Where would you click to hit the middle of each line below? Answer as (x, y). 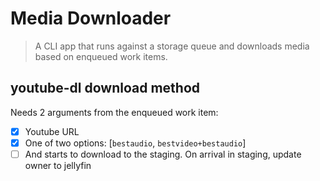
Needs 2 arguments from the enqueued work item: (114, 112)
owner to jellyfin (58, 165)
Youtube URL (52, 131)
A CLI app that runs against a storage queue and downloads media (172, 46)
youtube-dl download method (105, 88)
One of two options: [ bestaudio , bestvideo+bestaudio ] (135, 143)
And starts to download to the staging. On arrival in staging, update (163, 154)
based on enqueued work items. (101, 56)
